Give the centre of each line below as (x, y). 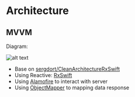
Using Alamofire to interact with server (61, 81)
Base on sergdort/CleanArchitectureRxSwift (67, 69)
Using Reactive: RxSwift (43, 75)
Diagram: (17, 46)
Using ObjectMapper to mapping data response (72, 88)
